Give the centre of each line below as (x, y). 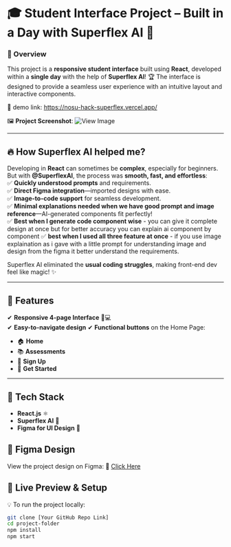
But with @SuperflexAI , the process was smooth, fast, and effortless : (107, 175)
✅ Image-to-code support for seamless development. (84, 199)
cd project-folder (33, 524)
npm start (21, 537)
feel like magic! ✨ (32, 272)
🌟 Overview (27, 54)
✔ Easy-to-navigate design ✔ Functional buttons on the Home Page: (106, 328)
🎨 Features (31, 300)
